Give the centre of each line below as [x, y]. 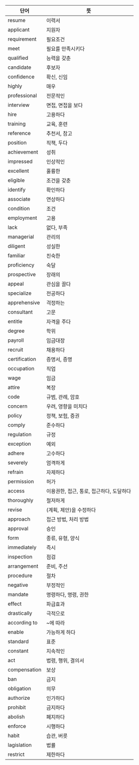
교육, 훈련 [57, 124]
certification [22, 359]
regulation [20, 434]
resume [17, 20]
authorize [19, 698]
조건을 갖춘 [58, 180]
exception [19, 444]
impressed [20, 161]
